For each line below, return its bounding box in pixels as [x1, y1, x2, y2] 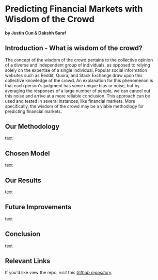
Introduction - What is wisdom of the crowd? [5, 44, 143, 52]
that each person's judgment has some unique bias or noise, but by [5, 82, 140, 88]
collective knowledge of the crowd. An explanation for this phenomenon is [5, 78, 154, 83]
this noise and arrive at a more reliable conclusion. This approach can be [5, 93, 150, 99]
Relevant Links [5, 257, 50, 265]
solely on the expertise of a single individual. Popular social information [5, 67, 147, 73]
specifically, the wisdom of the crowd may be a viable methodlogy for [5, 103, 144, 109]
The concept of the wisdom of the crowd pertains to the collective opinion [5, 57, 153, 62]
